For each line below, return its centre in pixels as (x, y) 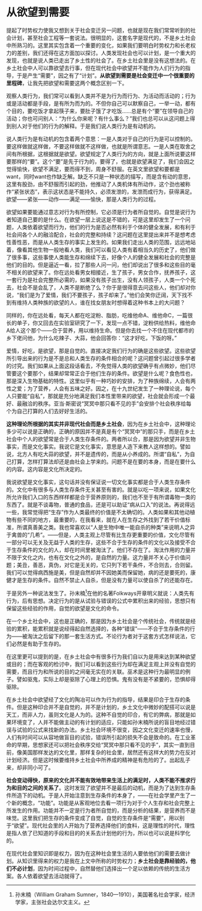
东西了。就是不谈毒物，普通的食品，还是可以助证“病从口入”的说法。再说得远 (101, 504)
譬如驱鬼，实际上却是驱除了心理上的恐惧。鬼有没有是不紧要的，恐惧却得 (106, 679)
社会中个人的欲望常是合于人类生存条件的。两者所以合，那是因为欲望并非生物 (101, 439)
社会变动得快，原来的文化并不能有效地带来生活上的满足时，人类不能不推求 (98, 780)
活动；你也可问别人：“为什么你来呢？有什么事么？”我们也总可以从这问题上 (98, 118)
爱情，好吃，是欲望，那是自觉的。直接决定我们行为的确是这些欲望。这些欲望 (101, 351)
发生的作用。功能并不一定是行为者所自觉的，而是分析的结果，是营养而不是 (103, 810)
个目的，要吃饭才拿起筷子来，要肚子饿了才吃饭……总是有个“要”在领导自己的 (100, 111)
